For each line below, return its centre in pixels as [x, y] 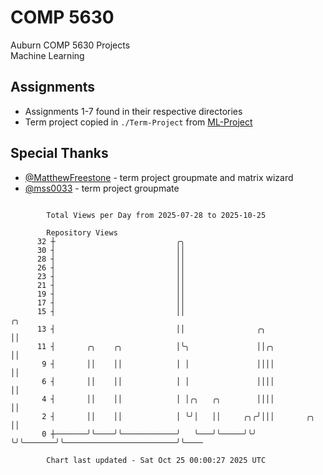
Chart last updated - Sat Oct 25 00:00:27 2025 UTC [156, 460]
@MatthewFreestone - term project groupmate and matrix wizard [159, 177]
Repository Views [82, 232]
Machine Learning [47, 55]
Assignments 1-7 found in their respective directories [133, 111]
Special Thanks [59, 153]
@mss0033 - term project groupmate [102, 188]
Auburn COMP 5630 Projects [70, 45]
